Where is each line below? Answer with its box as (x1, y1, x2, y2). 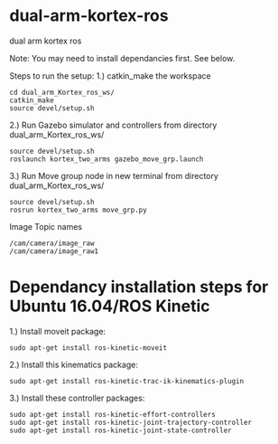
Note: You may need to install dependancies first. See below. (9, 52, 236, 63)
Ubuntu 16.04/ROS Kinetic (9, 296, 210, 316)
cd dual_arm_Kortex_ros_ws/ (9, 88, 116, 97)
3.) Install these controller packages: (9, 392, 145, 403)
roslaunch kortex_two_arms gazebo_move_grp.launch (9, 155, 204, 164)
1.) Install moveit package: (9, 326, 107, 336)
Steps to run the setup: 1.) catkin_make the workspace (9, 70, 211, 81)
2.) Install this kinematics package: (9, 359, 138, 370)
